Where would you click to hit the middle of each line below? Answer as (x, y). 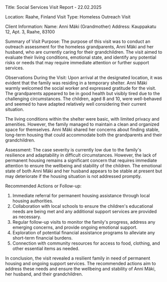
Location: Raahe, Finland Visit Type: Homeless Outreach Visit (68, 17)
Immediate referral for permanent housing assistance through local (81, 196)
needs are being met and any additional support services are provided (84, 211)
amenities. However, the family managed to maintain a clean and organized (82, 124)
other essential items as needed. (46, 248)
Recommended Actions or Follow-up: (43, 186)
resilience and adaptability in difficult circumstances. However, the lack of (81, 155)
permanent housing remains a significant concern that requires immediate (81, 160)
